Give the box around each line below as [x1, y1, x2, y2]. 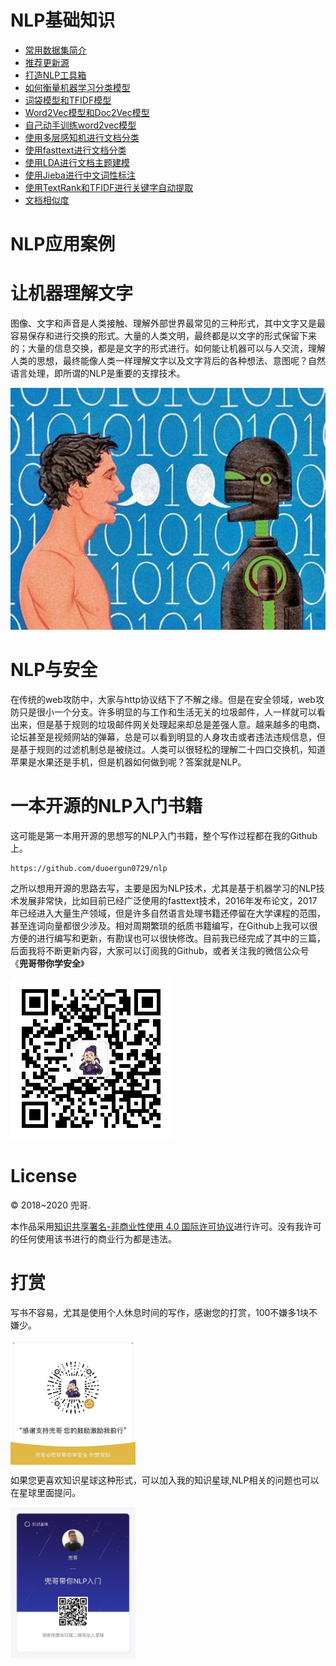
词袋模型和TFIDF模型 [24, 94, 112, 106]
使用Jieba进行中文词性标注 [24, 169, 136, 181]
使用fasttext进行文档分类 [24, 144, 127, 156]
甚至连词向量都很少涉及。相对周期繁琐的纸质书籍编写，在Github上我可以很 [10, 919, 318, 931]
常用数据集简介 [24, 44, 87, 56]
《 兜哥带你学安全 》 [10, 957, 85, 969]
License [10, 1164, 78, 1187]
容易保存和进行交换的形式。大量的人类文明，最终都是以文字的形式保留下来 [10, 330, 317, 342]
